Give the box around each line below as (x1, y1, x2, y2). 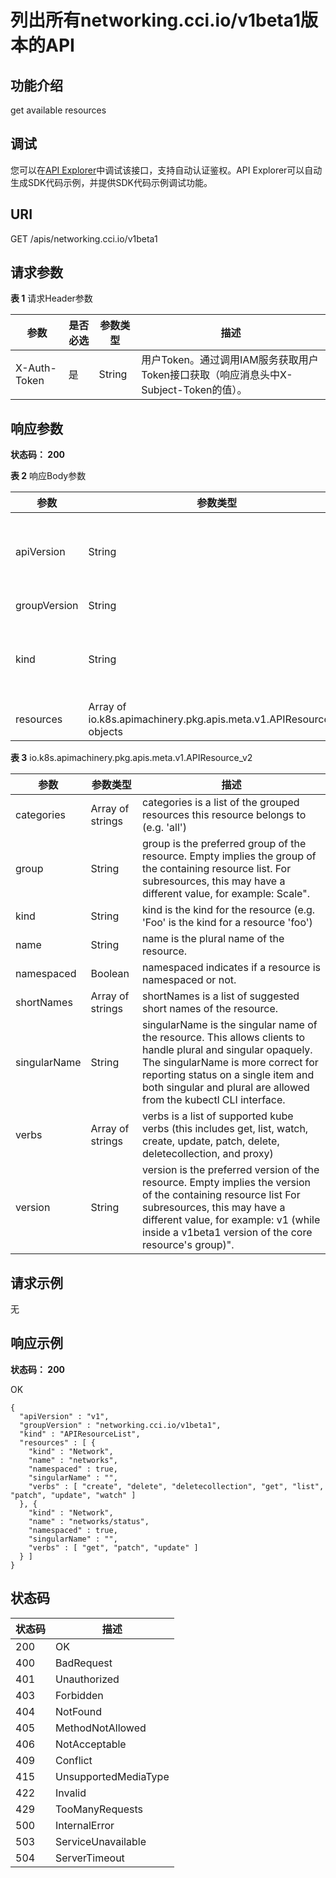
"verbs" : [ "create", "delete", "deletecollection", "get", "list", (28, 1481, 325, 1491)
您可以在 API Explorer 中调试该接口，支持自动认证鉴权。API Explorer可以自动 (10, 164, 323, 176)
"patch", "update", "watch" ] (10, 1490, 137, 1500)
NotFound (55, 1704, 103, 1718)
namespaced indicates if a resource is (142, 961, 321, 975)
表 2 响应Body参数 (10, 470, 87, 482)
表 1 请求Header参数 (10, 292, 93, 305)
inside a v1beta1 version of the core (142, 1226, 313, 1240)
